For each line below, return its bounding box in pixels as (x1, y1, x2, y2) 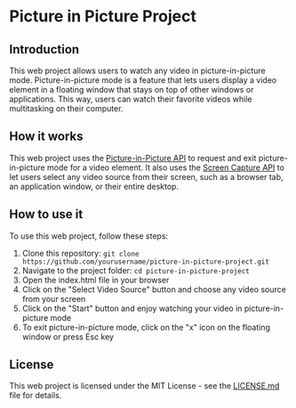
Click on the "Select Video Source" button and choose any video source (21, 283, 286, 295)
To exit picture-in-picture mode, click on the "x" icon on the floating (21, 322, 271, 332)
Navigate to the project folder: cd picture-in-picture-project (21, 265, 251, 275)
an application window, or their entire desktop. (9, 181, 180, 192)
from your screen (21, 293, 86, 304)
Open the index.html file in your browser (21, 274, 170, 285)
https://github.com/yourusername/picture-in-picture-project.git (21, 257, 269, 266)
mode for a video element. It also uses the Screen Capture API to (47, 162, 284, 173)
